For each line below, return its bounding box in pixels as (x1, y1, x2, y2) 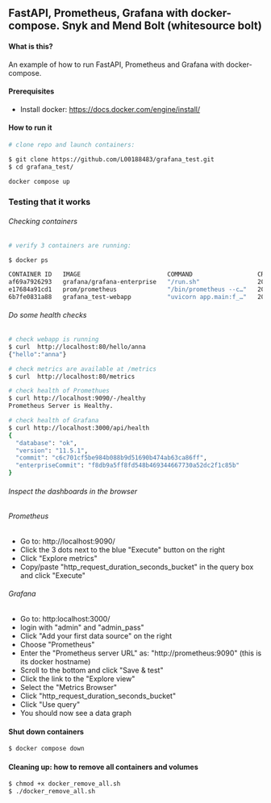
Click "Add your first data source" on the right (19, 631, 173, 641)
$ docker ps (8, 256, 48, 264)
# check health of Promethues (8, 387, 110, 395)
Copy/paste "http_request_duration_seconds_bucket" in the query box (19, 562, 254, 572)
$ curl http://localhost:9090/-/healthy (8, 394, 147, 402)
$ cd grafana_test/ (8, 163, 74, 171)
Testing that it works (8, 197, 91, 208)
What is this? (8, 41, 54, 51)
